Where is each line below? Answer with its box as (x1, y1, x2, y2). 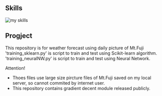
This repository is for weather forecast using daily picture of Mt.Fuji (5, 45, 144, 51)
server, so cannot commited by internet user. (12, 80, 105, 86)
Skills (5, 4, 22, 12)
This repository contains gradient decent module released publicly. (12, 85, 151, 91)
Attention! (5, 65, 25, 71)
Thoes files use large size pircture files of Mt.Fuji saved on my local (12, 75, 151, 81)
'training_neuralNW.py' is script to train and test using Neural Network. (5, 55, 151, 61)
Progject (5, 32, 32, 40)
